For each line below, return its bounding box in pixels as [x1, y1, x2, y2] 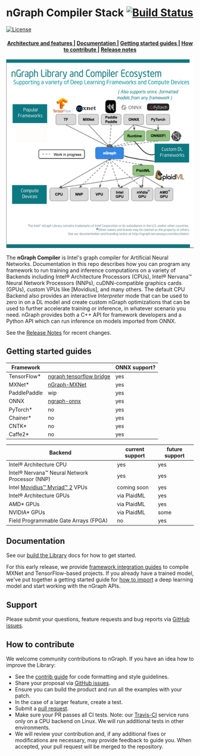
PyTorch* [8, 406, 33, 413]
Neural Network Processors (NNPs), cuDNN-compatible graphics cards [6, 279, 182, 286]
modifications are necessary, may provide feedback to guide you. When [14, 736, 192, 743]
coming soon [117, 484, 149, 491]
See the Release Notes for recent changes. [6, 329, 112, 336]
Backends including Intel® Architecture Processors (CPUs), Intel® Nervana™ [6, 273, 192, 280]
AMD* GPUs [8, 500, 40, 507]
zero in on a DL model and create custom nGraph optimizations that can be [6, 298, 190, 305]
